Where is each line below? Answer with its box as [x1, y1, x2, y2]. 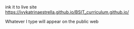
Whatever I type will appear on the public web [5, 19, 99, 24]
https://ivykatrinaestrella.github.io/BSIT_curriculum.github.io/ [5, 9, 130, 15]
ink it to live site [5, 4, 37, 10]
